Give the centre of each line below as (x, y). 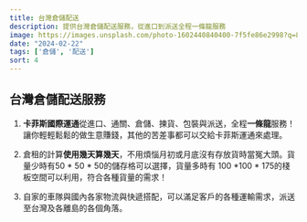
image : (22, 35)
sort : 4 (24, 60)
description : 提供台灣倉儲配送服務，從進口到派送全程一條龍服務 (118, 26)
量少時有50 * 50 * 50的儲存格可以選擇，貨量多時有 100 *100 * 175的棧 (156, 165)
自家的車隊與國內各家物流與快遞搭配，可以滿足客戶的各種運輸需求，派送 (159, 196)
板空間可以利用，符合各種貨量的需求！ (95, 177)
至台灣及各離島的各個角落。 (75, 207)
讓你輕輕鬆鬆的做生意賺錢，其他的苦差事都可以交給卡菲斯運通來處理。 (155, 134)
